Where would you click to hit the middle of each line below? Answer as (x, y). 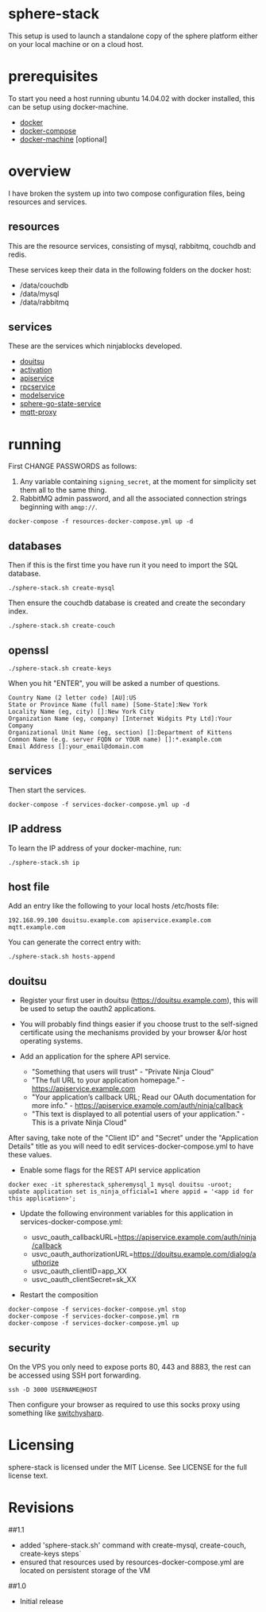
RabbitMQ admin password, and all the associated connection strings (133, 498)
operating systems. (51, 1041)
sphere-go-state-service (60, 404)
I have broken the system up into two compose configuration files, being (127, 193)
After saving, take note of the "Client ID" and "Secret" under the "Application (133, 1138)
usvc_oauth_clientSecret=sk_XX (84, 1280)
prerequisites (53, 77)
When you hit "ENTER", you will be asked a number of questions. (114, 683)
